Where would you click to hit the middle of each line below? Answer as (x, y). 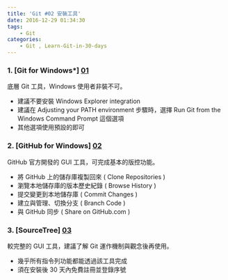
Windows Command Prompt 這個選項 (71, 118)
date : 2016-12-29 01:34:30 (46, 20)
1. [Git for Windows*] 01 (48, 70)
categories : (24, 40)
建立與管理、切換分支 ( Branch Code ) (71, 203)
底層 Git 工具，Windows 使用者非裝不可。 (67, 86)
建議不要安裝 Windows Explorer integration (79, 101)
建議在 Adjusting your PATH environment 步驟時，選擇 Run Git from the (119, 110)
